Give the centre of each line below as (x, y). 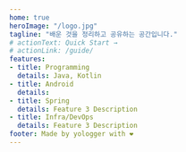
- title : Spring (39, 101)
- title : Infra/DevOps (51, 117)
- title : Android (42, 84)
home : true (30, 17)
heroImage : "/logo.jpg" (54, 26)
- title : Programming (50, 68)
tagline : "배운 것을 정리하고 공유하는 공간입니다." (93, 34)
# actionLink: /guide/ (51, 51)
